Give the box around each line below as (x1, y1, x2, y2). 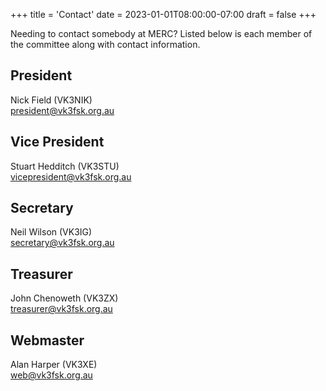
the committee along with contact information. (10, 39, 201, 50)
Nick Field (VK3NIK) (10, 94, 93, 106)
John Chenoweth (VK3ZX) (10, 292, 119, 304)
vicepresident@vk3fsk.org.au (10, 170, 132, 183)
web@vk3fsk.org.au (10, 369, 93, 381)
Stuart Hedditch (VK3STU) (10, 160, 120, 172)
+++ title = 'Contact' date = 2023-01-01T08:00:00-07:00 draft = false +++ (10, 9, 317, 20)
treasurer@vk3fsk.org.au (10, 303, 113, 315)
